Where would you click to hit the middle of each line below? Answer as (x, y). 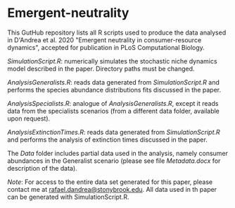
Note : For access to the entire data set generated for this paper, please (110, 182)
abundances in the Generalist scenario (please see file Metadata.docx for (114, 161)
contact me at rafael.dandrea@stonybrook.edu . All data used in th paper (112, 189)
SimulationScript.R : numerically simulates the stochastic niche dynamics (112, 61)
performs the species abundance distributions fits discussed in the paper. (114, 90)
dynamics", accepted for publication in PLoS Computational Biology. (106, 47)
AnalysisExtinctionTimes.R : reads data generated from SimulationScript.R (114, 132)
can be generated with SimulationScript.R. (68, 197)
